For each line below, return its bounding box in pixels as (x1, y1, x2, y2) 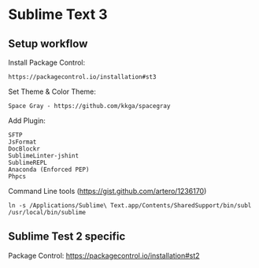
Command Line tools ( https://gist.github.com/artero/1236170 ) (8, 187, 207, 195)
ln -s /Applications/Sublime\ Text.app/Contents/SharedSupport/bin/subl (8, 202, 252, 210)
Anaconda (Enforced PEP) (8, 166, 90, 173)
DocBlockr (8, 145, 41, 153)
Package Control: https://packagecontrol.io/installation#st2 (8, 251, 200, 260)
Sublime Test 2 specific (8, 230, 126, 244)
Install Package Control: (8, 58, 86, 67)
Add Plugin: (8, 116, 46, 125)
